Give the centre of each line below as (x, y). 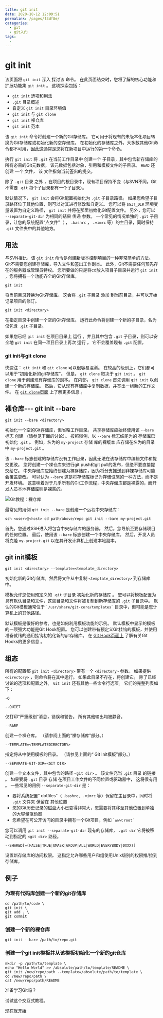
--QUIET (13, 707)
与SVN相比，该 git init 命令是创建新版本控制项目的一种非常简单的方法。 (79, 258)
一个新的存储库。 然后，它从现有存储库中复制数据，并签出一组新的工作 (80, 386)
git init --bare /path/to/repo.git (41, 940)
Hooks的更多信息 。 (25, 642)
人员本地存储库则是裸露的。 (37, 489)
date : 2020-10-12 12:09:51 (32, 14)
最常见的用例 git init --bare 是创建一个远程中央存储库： (63, 509)
